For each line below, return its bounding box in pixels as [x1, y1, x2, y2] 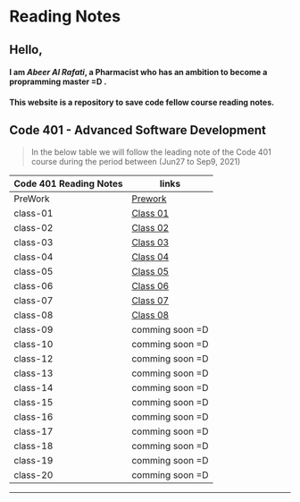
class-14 [13, 381, 54, 394]
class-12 [13, 352, 54, 364]
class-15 [13, 396, 54, 408]
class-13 [13, 367, 54, 379]
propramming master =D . [9, 76, 107, 87]
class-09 [13, 323, 54, 336]
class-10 [13, 337, 54, 350]
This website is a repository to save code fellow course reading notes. [9, 97, 275, 107]
